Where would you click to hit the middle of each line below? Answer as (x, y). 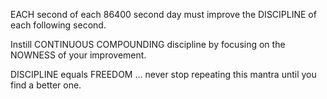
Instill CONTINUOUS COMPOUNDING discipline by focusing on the (148, 44)
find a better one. (46, 85)
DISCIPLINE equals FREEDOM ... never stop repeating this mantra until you (163, 74)
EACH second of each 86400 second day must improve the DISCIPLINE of (163, 14)
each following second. (58, 25)
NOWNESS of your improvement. (78, 55)
